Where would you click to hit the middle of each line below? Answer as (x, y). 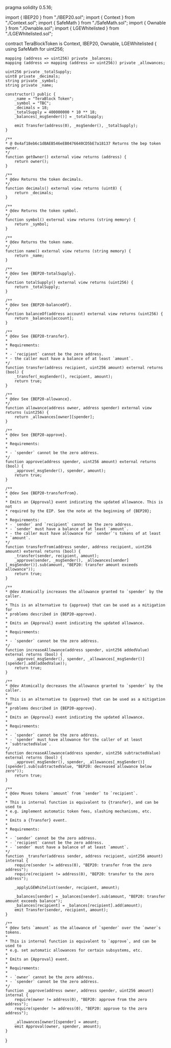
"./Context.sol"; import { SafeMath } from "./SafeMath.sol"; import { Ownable (86, 23)
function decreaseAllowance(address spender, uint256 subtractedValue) (83, 753)
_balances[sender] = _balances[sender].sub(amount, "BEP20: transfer (90, 896)
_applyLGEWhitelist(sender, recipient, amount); (67, 888)
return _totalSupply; (37, 287)
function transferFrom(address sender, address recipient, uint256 (79, 547)
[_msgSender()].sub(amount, (35, 565)
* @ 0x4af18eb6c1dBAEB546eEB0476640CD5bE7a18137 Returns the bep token (83, 143)
